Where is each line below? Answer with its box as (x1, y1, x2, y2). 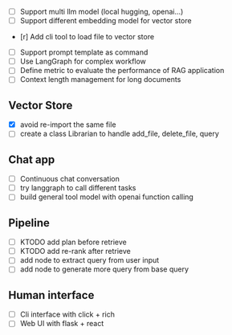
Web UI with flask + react (19, 319, 104, 329)
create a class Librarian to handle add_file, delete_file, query (19, 129, 219, 139)
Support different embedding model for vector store (19, 16, 192, 26)
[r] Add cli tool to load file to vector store (19, 32, 155, 42)
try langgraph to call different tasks (19, 183, 136, 193)
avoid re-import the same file (19, 120, 116, 129)
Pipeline (8, 216, 51, 230)
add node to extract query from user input (19, 255, 160, 265)
